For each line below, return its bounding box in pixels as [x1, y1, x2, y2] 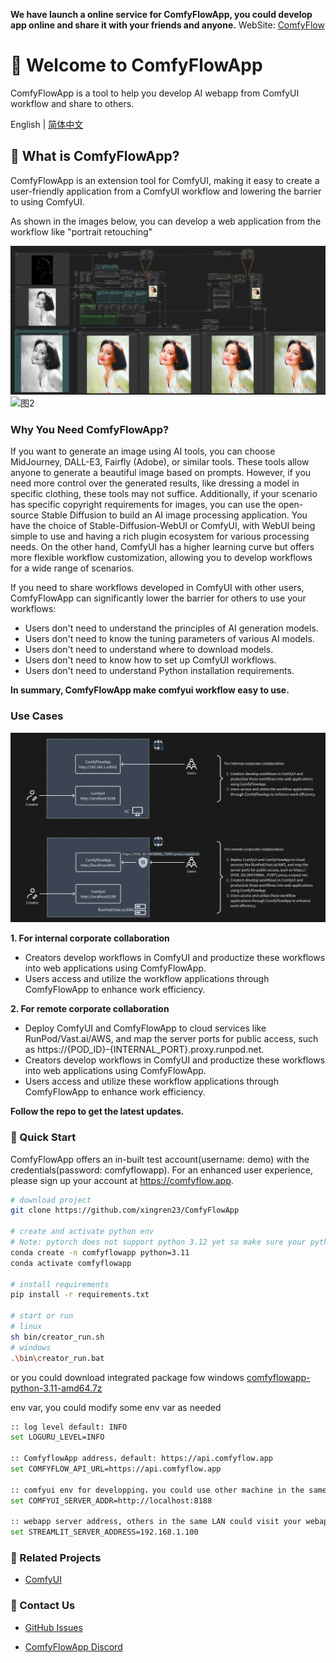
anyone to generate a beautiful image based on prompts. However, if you [10, 467, 312, 479]
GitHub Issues [24, 1621, 83, 1633]
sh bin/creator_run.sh [10, 1332, 105, 1342]
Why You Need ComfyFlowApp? [10, 422, 170, 436]
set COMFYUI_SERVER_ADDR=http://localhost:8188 [10, 1495, 213, 1506]
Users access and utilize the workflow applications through [24, 973, 270, 985]
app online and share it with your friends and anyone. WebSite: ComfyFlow [10, 19, 325, 31]
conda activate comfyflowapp [10, 1258, 132, 1268]
